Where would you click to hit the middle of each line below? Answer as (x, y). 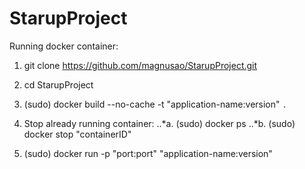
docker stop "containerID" (77, 134)
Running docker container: (64, 46)
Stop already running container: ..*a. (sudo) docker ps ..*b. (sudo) (159, 123)
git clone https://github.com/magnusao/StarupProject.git (140, 65)
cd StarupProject (58, 84)
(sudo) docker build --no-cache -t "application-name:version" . (155, 104)
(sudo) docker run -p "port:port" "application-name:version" (148, 153)
